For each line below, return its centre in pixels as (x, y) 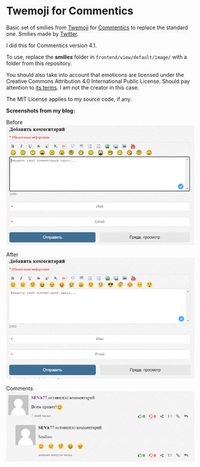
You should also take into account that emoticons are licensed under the (95, 75)
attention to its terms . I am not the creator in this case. (73, 87)
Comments (20, 388)
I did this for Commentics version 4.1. (52, 45)
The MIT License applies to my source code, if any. (69, 99)
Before (14, 122)
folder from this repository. (39, 63)
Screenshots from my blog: (41, 110)
